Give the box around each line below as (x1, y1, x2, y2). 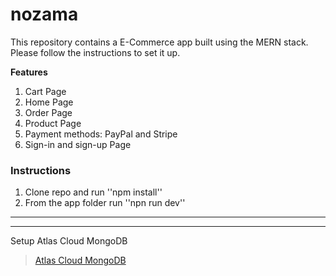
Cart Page (24, 85, 67, 97)
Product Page (24, 117, 82, 129)
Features (10, 66, 48, 78)
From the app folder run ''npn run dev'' (24, 197, 186, 209)
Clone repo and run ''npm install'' (24, 186, 163, 198)
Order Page (24, 106, 73, 118)
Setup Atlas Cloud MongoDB (10, 235, 128, 247)
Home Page (24, 96, 74, 108)
